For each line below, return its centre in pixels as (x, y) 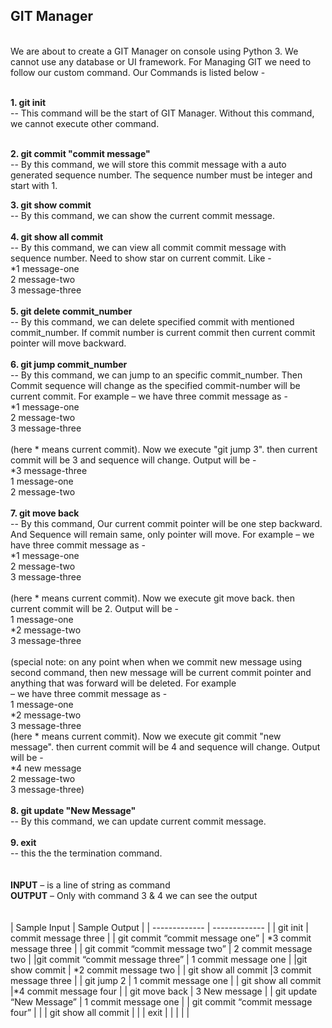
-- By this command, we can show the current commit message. (143, 215)
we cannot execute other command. (85, 123)
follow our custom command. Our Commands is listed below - (138, 72)
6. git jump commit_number (69, 364)
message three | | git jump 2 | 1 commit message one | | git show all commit (166, 980)
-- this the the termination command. (86, 853)
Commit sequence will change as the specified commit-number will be (155, 385)
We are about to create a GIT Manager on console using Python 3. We (154, 51)
